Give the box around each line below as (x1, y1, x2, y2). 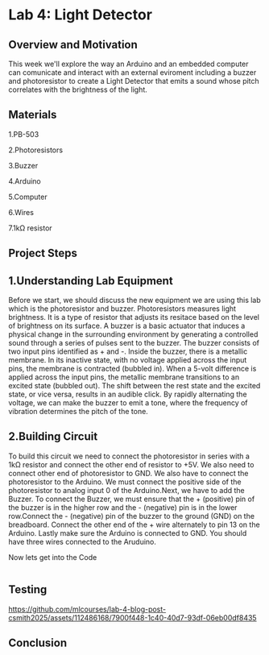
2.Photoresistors (8, 145, 63, 155)
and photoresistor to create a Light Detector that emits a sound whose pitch (8, 77, 259, 85)
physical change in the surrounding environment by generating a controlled (8, 330, 259, 339)
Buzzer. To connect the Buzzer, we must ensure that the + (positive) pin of (8, 494, 255, 504)
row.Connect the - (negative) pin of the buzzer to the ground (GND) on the (8, 511, 255, 520)
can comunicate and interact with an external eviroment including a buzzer (8, 68, 257, 77)
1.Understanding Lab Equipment (8, 274, 173, 288)
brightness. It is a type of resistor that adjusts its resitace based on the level (8, 313, 260, 322)
